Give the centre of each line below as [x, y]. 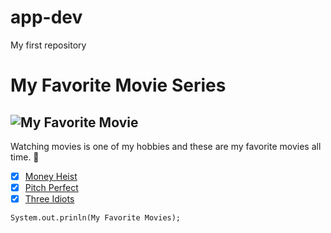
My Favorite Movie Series [118, 85]
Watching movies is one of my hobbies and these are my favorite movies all [166, 146]
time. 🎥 [25, 157]
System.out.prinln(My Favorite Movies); [96, 218]
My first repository [48, 45]
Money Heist [51, 176]
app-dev [46, 17]
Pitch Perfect [51, 187]
